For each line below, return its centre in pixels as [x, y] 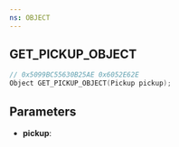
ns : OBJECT [30, 18]
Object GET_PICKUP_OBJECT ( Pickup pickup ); [90, 83]
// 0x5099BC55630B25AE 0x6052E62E [75, 75]
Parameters [43, 111]
